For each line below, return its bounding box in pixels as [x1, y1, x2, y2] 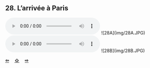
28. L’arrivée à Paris [5, 4, 69, 12]
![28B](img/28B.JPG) [101, 47, 145, 53]
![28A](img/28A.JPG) [101, 29, 145, 35]
